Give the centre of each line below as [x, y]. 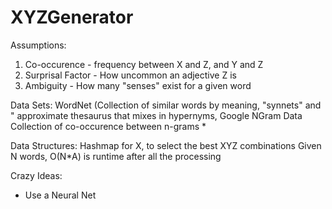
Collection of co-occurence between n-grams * [108, 126]
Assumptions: [38, 45]
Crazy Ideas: [36, 175]
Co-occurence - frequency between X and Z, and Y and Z [144, 64]
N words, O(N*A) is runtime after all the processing [116, 156]
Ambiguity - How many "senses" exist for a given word [138, 85]
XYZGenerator [72, 17]
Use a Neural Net [60, 195]
